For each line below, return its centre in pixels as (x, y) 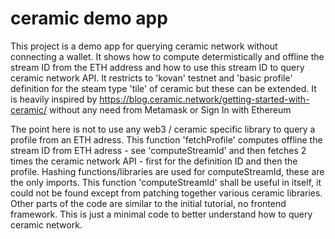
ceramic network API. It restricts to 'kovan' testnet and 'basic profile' (151, 78)
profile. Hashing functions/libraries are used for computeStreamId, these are (167, 171)
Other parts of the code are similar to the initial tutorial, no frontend (148, 203)
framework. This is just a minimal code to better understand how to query (161, 214)
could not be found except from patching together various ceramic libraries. (166, 193)
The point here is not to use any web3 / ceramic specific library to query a (163, 129)
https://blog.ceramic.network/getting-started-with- (204, 99)
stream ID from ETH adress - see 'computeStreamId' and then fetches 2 (158, 150)
